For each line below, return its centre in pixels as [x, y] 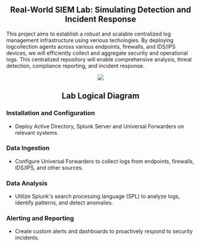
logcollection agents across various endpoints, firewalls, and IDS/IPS [91, 46]
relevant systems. [37, 132]
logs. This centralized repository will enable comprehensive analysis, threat [99, 59]
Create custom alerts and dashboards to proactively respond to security [104, 232]
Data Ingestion [28, 148]
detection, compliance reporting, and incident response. [75, 66]
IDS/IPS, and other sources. [49, 167]
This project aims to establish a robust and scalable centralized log [89, 34]
